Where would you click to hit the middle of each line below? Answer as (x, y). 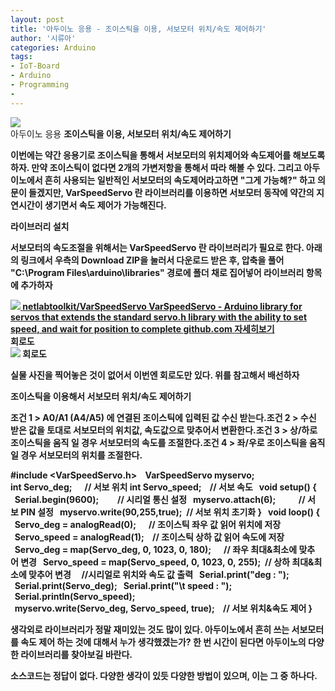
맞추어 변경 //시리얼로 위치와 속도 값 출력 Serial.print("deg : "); (159, 574)
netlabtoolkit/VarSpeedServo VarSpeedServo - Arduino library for (162, 306)
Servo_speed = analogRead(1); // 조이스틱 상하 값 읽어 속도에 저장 (149, 537)
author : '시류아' (43, 38)
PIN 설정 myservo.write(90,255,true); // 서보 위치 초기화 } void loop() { (170, 512)
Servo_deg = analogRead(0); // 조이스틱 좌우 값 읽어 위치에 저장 (148, 524)
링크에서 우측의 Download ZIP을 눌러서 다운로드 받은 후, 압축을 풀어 (152, 260)
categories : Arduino (53, 47)
